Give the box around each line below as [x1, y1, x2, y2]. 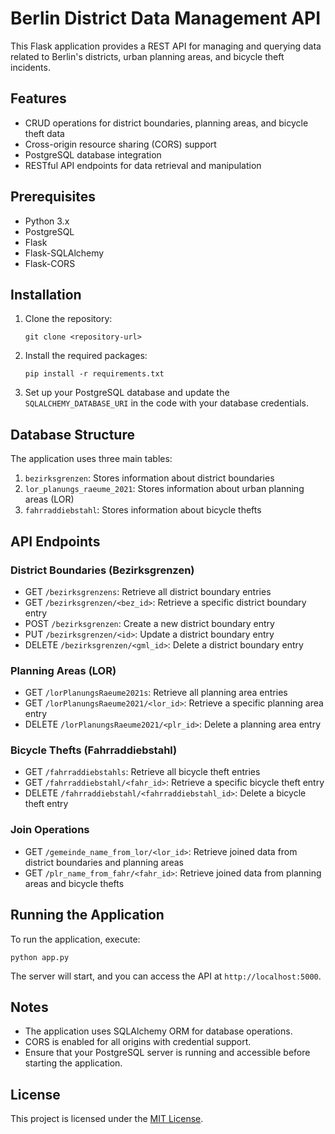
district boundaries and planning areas [24, 856, 184, 868]
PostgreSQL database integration [24, 148, 162, 161]
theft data [24, 127, 65, 139]
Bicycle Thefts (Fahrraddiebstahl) [10, 743, 178, 757]
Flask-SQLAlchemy [24, 247, 105, 259]
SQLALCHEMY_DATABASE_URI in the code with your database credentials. [24, 397, 309, 409]
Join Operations [10, 823, 90, 837]
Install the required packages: [24, 350, 148, 362]
